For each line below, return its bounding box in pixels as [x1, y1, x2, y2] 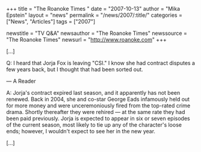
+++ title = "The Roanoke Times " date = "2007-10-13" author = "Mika [6, 5, 181, 12]
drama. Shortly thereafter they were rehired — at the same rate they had [6, 109, 185, 115]
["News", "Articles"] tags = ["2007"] [6, 18, 96, 25]
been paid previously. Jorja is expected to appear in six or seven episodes [6, 115, 191, 122]
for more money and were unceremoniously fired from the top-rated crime [6, 102, 191, 109]
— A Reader [6, 78, 36, 84]
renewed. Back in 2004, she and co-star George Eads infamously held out [6, 96, 190, 103]
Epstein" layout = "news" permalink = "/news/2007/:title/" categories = [6, 11, 182, 19]
